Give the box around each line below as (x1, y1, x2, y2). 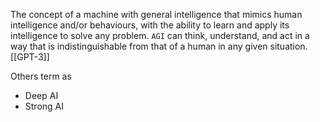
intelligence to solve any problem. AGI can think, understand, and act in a (10, 30, 310, 41)
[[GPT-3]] (10, 51, 50, 63)
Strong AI (24, 100, 65, 112)
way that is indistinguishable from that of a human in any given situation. (10, 40, 308, 52)
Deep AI (24, 90, 59, 101)
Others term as (10, 70, 72, 82)
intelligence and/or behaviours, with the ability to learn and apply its (10, 19, 290, 31)
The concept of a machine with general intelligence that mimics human (10, 9, 303, 20)
